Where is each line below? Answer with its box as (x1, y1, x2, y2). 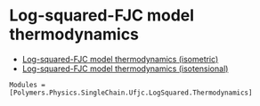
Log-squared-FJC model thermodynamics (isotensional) (21, 63, 229, 74)
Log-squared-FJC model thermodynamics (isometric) (21, 53, 219, 64)
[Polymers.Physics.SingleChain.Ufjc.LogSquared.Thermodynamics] (9, 88, 253, 97)
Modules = (9, 80, 46, 89)
